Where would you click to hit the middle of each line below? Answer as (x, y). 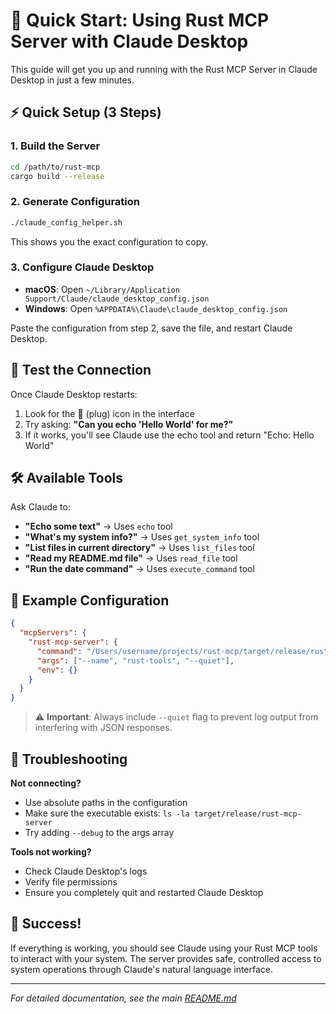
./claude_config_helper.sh (66, 222)
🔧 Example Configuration (90, 600)
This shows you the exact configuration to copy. (109, 241)
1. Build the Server (55, 146)
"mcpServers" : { (53, 633)
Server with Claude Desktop (129, 41)
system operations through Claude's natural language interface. (142, 969)
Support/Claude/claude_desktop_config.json (117, 299)
